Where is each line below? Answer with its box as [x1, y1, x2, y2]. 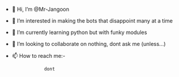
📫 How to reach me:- [11, 53, 66, 59]
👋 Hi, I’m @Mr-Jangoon [11, 6, 70, 13]
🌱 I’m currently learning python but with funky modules [11, 29, 147, 36]
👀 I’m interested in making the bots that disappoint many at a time [11, 17, 173, 24]
